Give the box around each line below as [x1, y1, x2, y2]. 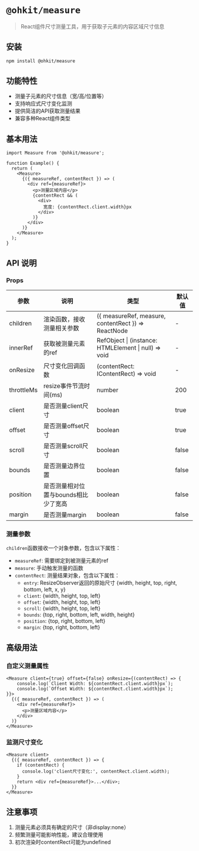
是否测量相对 [43, 482, 79, 490]
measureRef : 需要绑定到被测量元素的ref [14, 557, 108, 564]
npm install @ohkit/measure [6, 58, 76, 64]
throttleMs [9, 386, 38, 394]
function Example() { [6, 161, 60, 167]
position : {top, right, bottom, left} [23, 618, 105, 625]
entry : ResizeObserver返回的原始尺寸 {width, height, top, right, [23, 580, 178, 587]
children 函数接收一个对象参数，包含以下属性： [6, 545, 121, 552]
